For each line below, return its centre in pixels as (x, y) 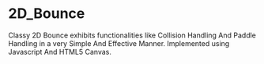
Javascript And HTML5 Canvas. (60, 52)
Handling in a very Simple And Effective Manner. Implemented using (119, 43)
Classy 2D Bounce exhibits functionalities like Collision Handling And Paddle (132, 35)
